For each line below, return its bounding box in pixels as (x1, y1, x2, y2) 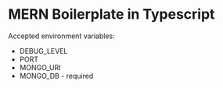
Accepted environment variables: (8, 31, 115, 40)
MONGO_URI (19, 62, 61, 72)
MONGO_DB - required (19, 71, 94, 80)
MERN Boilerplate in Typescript (8, 5, 215, 23)
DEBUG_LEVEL (19, 46, 68, 55)
